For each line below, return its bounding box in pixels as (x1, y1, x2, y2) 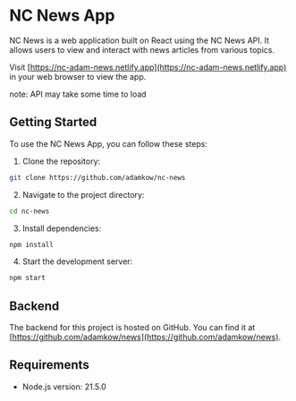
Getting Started (9, 115, 97, 130)
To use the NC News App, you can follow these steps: (9, 138, 208, 149)
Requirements (9, 357, 89, 372)
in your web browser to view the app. (9, 71, 147, 81)
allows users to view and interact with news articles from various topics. (9, 44, 275, 55)
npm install (9, 240, 54, 249)
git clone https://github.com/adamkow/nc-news (9, 173, 186, 182)
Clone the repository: (21, 156, 101, 166)
